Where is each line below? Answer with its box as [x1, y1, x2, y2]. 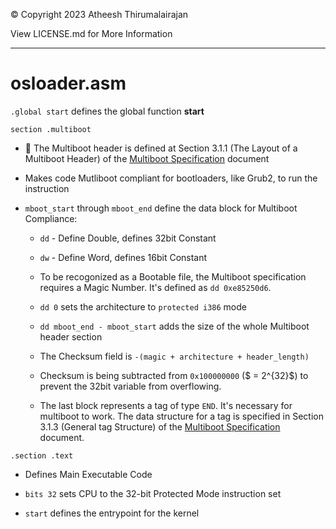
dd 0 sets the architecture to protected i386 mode [39, 300, 247, 313]
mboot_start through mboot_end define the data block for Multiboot [24, 202, 298, 214]
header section [39, 330, 103, 343]
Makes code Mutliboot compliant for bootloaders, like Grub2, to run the [24, 172, 318, 184]
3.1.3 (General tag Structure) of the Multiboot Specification [39, 420, 281, 433]
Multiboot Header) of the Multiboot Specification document [24, 152, 270, 164]
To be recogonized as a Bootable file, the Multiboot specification [39, 270, 307, 283]
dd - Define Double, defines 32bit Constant [39, 232, 217, 244]
